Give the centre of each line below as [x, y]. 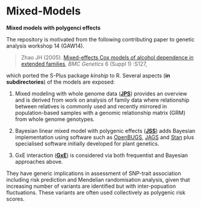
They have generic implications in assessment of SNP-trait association [94, 173]
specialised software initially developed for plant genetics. [87, 143]
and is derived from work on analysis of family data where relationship [102, 100]
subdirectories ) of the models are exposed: [61, 82]
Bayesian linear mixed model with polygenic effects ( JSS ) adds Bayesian [105, 131]
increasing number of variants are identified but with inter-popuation [91, 186]
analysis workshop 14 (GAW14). [45, 46]
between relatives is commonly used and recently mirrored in [91, 106]
